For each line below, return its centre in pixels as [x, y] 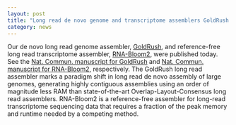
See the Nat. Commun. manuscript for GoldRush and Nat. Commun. [106, 62]
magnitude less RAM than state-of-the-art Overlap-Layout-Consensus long [117, 91]
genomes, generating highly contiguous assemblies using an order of [108, 84]
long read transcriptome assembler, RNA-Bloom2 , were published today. [113, 54]
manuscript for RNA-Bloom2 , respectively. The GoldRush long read [105, 69]
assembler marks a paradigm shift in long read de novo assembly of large [114, 77]
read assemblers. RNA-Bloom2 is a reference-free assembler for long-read [117, 99]
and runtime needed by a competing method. [73, 114]
